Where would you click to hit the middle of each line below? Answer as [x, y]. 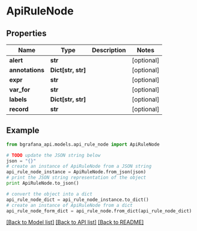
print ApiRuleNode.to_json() [43, 183]
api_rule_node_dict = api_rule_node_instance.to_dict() [77, 200]
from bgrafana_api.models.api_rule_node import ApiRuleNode [83, 144]
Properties [26, 33]
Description [109, 50]
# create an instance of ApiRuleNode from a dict [70, 205]
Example [23, 131]
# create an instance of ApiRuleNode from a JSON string [79, 167]
